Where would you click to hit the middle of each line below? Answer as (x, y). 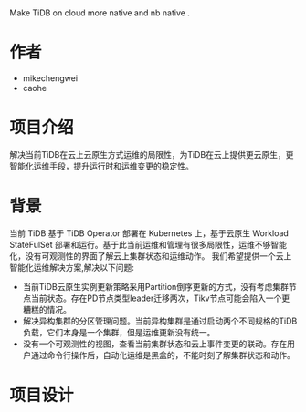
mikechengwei (50, 78)
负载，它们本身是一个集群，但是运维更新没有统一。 (119, 332)
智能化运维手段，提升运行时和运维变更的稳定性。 (101, 166)
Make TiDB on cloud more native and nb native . (100, 13)
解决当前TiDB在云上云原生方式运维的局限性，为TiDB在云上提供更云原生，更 (152, 155)
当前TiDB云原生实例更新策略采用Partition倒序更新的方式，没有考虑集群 (156, 287)
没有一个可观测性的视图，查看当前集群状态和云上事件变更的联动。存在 (155, 344)
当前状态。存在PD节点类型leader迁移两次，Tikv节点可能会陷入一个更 (160, 298)
